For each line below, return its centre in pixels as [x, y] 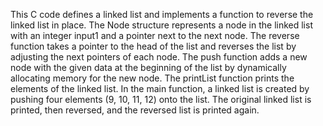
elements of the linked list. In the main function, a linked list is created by [160, 88]
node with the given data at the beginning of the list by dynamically [148, 67]
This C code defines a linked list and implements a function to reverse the [162, 14]
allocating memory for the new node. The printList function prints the [152, 78]
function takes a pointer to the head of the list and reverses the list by [153, 46]
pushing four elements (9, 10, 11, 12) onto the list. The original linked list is [161, 99]
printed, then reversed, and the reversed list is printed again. [135, 110]
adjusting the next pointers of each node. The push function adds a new [159, 57]
